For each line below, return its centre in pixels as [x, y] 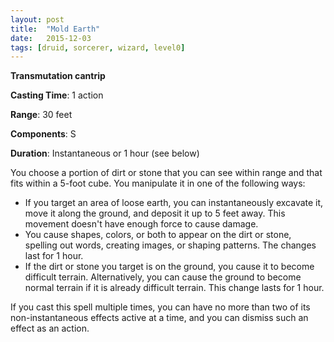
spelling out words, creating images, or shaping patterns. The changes [170, 245]
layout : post [37, 19]
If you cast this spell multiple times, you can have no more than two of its [160, 307]
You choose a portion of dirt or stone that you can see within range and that [166, 173]
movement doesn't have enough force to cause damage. [141, 224]
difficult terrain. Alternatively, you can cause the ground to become [163, 277]
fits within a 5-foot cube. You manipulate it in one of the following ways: [158, 183]
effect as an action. [50, 328]
